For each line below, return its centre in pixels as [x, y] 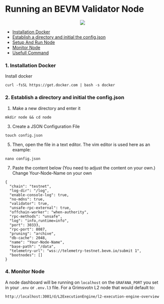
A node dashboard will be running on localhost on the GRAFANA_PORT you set [82, 282]
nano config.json [23, 159]
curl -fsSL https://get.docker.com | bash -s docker [60, 85]
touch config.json [24, 135]
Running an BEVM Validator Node [75, 9]
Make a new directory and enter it [46, 108]
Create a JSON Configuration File [46, 126]
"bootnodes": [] [26, 255]
